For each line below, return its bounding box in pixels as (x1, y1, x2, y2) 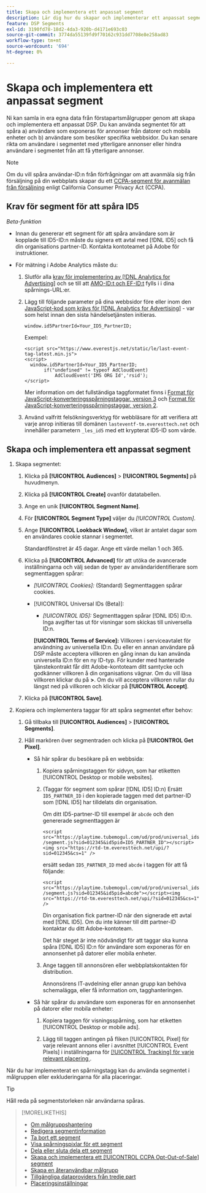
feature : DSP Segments (6, 20, 64, 26)
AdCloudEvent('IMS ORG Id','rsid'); (55, 372, 148, 378)
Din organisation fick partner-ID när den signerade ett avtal (42, 912, 192, 919)
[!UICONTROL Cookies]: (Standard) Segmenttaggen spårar (33, 581, 183, 589)
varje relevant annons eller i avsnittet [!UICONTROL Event (42, 1042, 188, 1049)
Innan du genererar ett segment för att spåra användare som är (15, 230, 175, 237)
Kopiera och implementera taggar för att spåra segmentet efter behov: (15, 707, 193, 714)
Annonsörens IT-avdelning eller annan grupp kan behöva (42, 980, 187, 987)
